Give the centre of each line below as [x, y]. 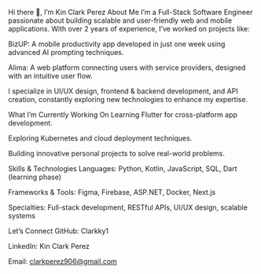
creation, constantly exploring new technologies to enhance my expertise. [128, 99]
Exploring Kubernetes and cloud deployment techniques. [100, 138]
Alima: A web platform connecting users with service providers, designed [127, 68]
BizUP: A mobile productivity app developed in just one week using [117, 44]
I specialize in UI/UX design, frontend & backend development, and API [123, 91]
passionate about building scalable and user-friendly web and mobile [120, 20]
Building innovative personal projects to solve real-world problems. [117, 153]
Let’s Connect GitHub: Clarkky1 [58, 231]
